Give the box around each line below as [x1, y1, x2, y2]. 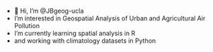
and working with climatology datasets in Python [13, 37, 156, 45]
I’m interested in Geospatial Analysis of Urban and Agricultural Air [13, 14, 206, 22]
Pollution [13, 22, 40, 30]
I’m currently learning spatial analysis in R [13, 29, 136, 37]
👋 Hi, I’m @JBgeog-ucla [13, 7, 84, 15]
